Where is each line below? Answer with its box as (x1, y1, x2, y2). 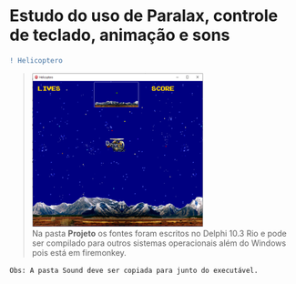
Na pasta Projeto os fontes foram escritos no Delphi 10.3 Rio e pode (31, 228, 287, 238)
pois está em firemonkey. (31, 247, 128, 258)
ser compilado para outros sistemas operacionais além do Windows (31, 238, 287, 248)
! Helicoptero (9, 56, 64, 65)
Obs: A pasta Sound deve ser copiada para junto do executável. (9, 266, 259, 275)
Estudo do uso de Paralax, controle (9, 5, 279, 26)
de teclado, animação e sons (9, 25, 230, 46)
